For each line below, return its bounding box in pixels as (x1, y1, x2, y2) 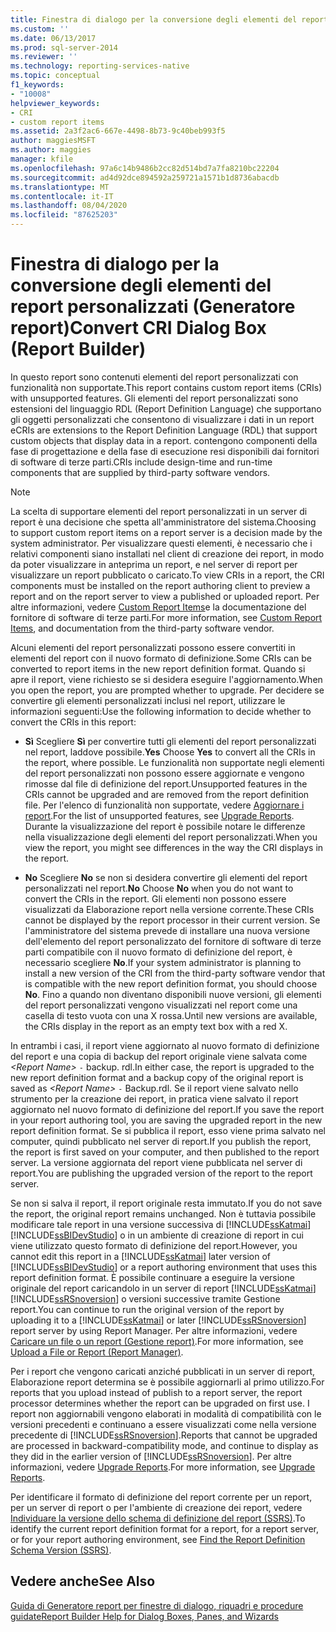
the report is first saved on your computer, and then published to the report (10, 1146, 320, 1158)
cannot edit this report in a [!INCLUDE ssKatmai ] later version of (10, 1250, 272, 1262)
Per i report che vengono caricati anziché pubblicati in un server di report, (10, 1365, 315, 1377)
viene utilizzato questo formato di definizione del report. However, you (10, 1239, 298, 1251)
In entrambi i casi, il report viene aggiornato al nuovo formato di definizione (10, 1039, 320, 1051)
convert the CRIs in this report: (10, 716, 137, 728)
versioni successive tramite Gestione (128, 1292, 281, 1305)
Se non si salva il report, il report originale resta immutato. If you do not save (10, 1197, 323, 1209)
